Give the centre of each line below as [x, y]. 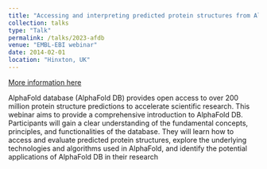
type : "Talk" [30, 30]
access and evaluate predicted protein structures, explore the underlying [128, 140]
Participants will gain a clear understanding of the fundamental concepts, [128, 123]
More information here [45, 82]
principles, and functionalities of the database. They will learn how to [121, 131]
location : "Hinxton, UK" [49, 60]
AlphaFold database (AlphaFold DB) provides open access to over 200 [124, 98]
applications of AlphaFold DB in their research [83, 156]
